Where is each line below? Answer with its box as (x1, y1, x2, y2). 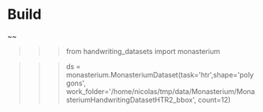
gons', (65, 78, 87, 88)
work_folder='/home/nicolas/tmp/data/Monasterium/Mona (65, 86, 255, 96)
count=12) (198, 95, 232, 104)
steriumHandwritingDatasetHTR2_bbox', (65, 95, 197, 104)
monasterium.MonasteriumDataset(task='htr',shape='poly (65, 70, 254, 79)
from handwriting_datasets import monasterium (65, 46, 220, 56)
